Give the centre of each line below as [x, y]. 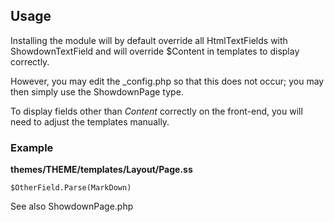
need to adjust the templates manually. [90, 121]
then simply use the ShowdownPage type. [97, 91]
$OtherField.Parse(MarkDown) [71, 188]
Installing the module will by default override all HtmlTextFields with [149, 40]
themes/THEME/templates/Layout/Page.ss [101, 170]
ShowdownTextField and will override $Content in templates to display [155, 51]
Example [32, 147]
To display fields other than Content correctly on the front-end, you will [156, 111]
